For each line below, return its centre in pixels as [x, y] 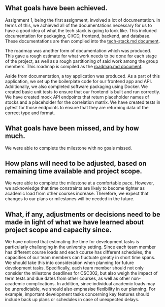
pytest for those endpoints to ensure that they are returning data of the [77, 107]
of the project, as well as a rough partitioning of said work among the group [82, 61]
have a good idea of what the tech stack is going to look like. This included [81, 30]
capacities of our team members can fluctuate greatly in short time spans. [80, 258]
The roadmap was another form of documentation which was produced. [78, 50]
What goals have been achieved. [56, 8]
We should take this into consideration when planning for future [69, 263]
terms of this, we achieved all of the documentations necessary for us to [79, 25]
